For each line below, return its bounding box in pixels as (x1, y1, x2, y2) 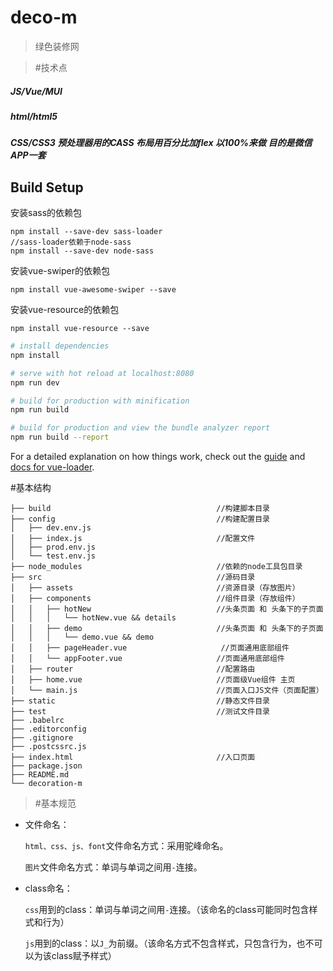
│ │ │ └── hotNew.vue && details (10, 613, 177, 623)
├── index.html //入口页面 (10, 752, 256, 763)
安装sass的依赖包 (10, 207, 83, 219)
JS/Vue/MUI (10, 85, 63, 97)
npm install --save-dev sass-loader (10, 227, 163, 237)
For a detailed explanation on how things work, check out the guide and (10, 451, 306, 463)
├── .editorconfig (10, 724, 87, 735)
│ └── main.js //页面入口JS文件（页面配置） (10, 686, 324, 696)
